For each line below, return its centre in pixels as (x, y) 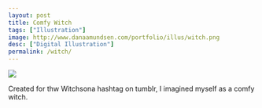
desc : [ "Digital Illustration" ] (61, 45)
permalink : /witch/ (40, 52)
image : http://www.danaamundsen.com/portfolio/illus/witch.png (114, 37)
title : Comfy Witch (40, 23)
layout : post (30, 15)
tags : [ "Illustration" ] (47, 30)
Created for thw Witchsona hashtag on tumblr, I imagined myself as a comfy (131, 88)
